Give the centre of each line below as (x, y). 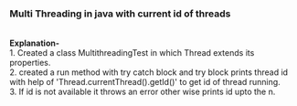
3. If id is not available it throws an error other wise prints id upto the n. (143, 92)
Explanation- (34, 43)
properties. (30, 63)
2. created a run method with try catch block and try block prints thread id (149, 72)
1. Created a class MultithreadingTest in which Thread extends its (132, 53)
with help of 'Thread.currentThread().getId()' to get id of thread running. (145, 82)
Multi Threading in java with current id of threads (120, 14)
